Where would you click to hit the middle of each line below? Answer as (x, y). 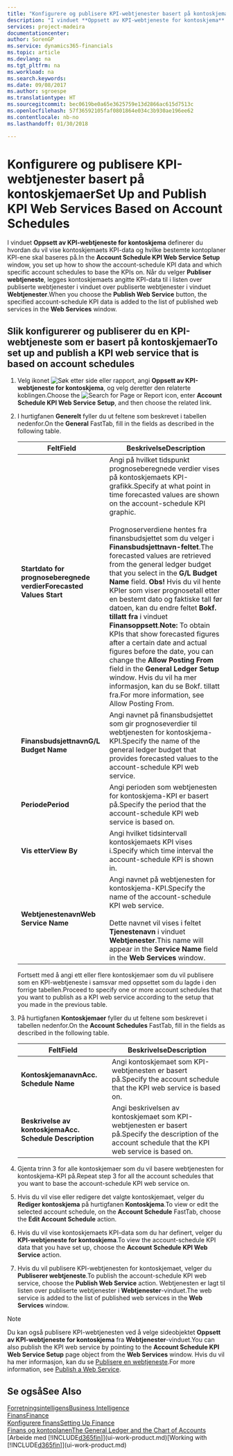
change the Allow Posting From (161, 660)
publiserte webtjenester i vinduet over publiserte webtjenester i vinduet (109, 287)
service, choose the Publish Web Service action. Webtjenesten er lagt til (121, 1283)
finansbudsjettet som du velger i (162, 538)
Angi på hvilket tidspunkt (149, 460)
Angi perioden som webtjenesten (163, 788)
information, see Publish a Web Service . (64, 1370)
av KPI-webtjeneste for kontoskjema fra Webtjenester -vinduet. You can (111, 1340)
